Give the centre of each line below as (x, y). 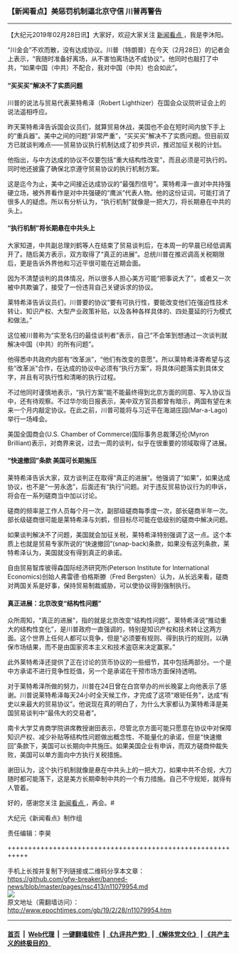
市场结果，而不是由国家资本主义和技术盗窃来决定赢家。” (94, 647)
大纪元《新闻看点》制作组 (45, 818)
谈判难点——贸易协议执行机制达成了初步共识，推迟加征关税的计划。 (126, 145)
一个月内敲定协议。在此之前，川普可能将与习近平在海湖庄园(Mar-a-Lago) (120, 410)
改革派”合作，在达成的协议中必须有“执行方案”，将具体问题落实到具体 (117, 368)
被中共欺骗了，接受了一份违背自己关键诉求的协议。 (82, 287)
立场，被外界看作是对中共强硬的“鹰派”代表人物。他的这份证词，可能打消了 (122, 192)
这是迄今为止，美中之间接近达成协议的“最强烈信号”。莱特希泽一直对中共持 (116, 184)
